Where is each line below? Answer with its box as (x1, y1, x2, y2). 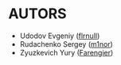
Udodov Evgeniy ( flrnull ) (19, 31, 100, 40)
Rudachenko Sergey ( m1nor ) (19, 39, 113, 48)
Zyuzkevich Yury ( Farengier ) (19, 48, 114, 57)
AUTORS (8, 5, 67, 23)
